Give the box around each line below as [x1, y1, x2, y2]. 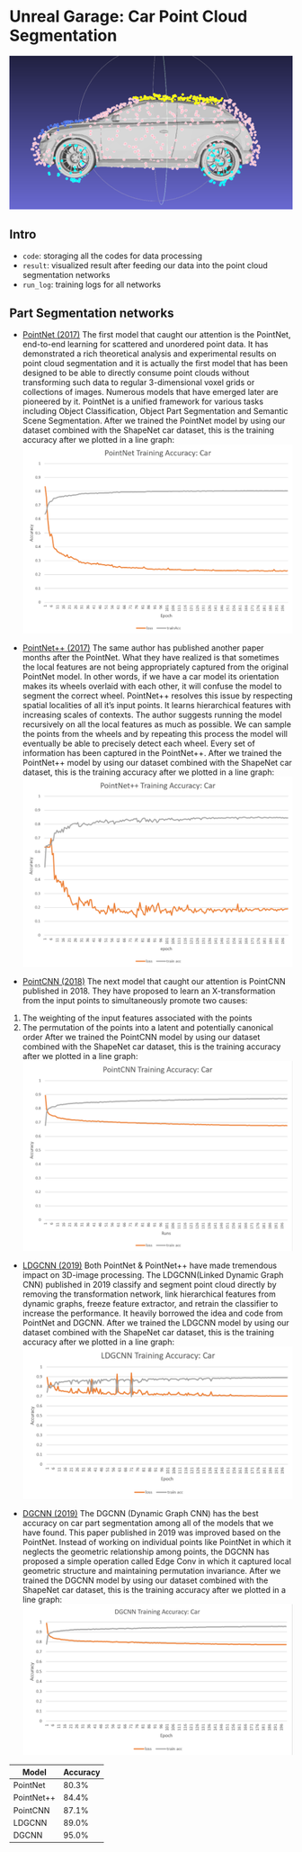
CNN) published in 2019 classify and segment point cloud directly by [22, 1280, 277, 1290]
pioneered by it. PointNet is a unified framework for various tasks [22, 396, 263, 407]
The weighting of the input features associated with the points [22, 1012, 253, 1023]
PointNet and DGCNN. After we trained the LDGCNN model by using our [22, 1317, 289, 1328]
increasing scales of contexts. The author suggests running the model [22, 709, 282, 720]
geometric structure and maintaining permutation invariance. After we [22, 1566, 281, 1577]
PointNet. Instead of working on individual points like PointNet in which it [22, 1537, 292, 1548]
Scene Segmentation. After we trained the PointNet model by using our [22, 416, 286, 427]
